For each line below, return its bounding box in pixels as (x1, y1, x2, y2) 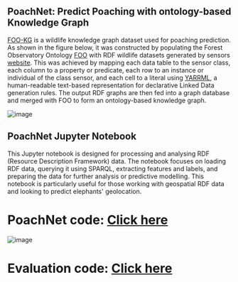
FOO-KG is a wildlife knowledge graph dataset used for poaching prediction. (7, 36, 231, 44)
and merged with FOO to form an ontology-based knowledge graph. (7, 96, 207, 104)
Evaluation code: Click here (7, 260, 173, 276)
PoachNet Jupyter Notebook (7, 131, 137, 143)
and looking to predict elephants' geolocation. (7, 187, 142, 195)
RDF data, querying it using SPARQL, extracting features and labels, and (7, 164, 218, 173)
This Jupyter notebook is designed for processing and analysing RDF (7, 149, 210, 158)
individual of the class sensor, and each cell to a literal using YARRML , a (7, 73, 218, 82)
